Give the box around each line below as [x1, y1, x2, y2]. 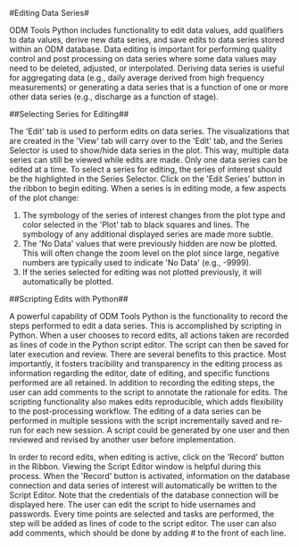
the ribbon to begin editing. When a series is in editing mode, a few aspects [9, 183, 287, 193]
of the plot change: [9, 192, 79, 203]
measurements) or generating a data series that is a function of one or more [9, 82, 288, 92]
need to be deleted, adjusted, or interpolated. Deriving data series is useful [9, 63, 285, 73]
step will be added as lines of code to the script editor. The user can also [9, 518, 277, 528]
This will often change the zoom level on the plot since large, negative [21, 248, 279, 258]
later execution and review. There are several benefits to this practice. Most [9, 349, 287, 359]
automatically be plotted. [21, 276, 114, 287]
